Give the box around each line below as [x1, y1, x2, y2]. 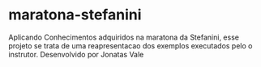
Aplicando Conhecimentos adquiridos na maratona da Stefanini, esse [8, 32, 239, 42]
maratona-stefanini [8, 6, 142, 24]
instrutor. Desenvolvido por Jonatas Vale [8, 49, 144, 59]
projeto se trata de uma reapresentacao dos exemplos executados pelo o [8, 40, 253, 50]
